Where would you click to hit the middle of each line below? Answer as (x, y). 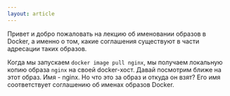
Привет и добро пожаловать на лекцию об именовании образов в (107, 34)
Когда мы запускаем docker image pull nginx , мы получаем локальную (115, 62)
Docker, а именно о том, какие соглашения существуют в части (103, 41)
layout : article (31, 14)
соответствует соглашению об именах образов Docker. (91, 84)
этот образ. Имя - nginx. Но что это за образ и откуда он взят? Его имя (114, 77)
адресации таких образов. (47, 48)
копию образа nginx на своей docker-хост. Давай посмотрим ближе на (114, 69)
